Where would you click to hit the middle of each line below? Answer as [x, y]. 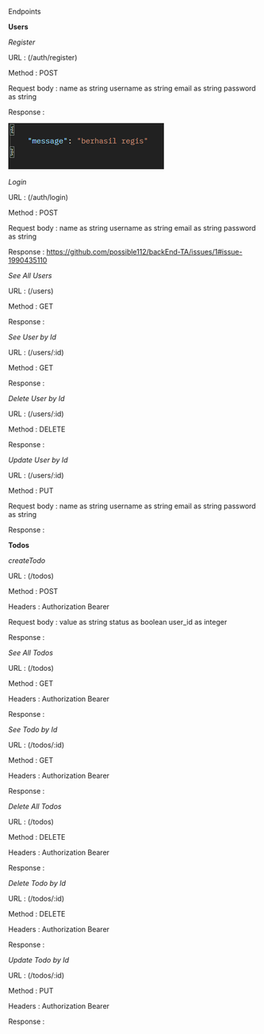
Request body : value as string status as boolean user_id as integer [118, 622]
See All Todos [31, 653]
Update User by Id [38, 460]
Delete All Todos [35, 806]
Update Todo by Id [39, 960]
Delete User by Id [36, 398]
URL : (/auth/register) [43, 57]
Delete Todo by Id [37, 883]
